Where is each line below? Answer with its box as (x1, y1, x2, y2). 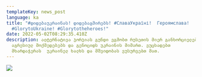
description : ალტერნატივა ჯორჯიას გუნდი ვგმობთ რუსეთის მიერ (6, 37, 163, 43)
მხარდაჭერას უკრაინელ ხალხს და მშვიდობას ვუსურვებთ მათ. (11, 48, 161, 54)
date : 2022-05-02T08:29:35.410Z (6, 31, 87, 37)
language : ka (6, 14, 39, 20)
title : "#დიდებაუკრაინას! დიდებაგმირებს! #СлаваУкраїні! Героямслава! (6, 20, 189, 26)
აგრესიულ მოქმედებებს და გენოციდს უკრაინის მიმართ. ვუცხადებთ (11, 43, 171, 49)
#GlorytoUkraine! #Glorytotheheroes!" (11, 25, 109, 32)
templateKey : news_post (6, 8, 66, 15)
